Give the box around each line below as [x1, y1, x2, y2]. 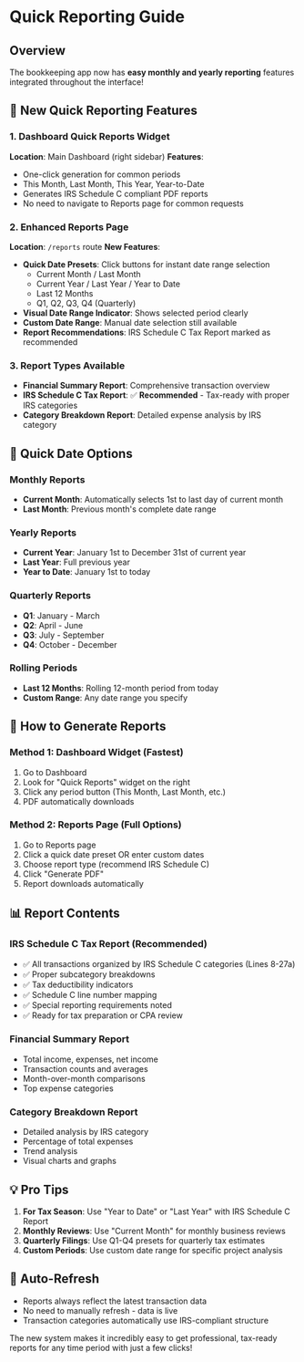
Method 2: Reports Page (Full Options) [9, 818, 182, 831]
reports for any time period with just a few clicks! [9, 1342, 193, 1353]
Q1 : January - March [22, 609, 100, 621]
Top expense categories [22, 1083, 114, 1094]
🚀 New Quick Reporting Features [9, 103, 198, 119]
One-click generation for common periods [22, 169, 181, 180]
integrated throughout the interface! [9, 77, 144, 88]
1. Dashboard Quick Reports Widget [9, 130, 170, 143]
